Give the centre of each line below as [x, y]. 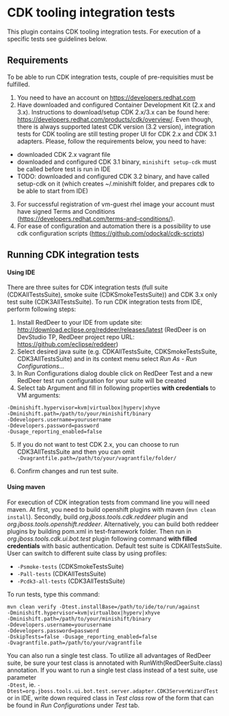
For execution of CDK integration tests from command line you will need [108, 502]
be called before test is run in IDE [64, 169]
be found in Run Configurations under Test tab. [73, 705]
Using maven [26, 486]
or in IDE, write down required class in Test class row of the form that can [110, 698]
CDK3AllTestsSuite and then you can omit [76, 452]
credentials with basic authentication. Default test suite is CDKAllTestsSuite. [114, 545]
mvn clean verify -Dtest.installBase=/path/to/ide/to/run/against [104, 607]
